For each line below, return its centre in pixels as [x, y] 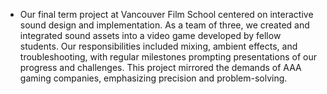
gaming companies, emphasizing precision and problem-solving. [153, 78]
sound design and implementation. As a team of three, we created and [164, 25]
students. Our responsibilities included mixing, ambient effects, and [158, 46]
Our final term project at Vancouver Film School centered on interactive [166, 14]
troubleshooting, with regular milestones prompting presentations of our [168, 57]
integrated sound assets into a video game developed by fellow [150, 35]
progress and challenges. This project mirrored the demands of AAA [160, 67]
